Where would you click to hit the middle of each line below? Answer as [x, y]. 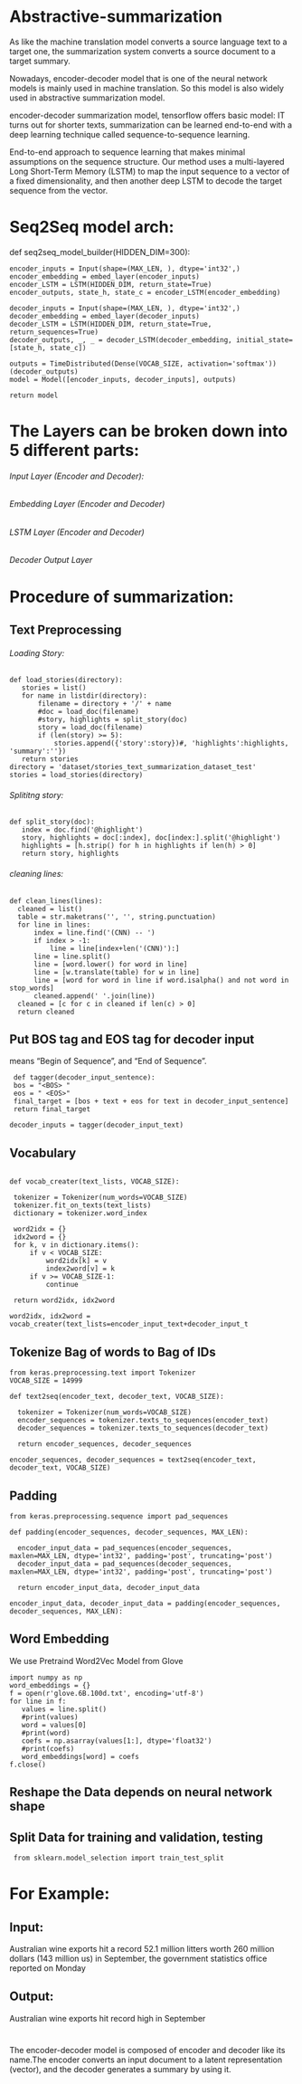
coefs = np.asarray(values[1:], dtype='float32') [117, 1741]
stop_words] [32, 988]
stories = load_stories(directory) [76, 776]
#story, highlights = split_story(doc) [113, 720]
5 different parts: [75, 451]
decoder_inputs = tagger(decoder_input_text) [96, 1125]
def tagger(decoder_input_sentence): [84, 1078]
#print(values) [50, 1717]
